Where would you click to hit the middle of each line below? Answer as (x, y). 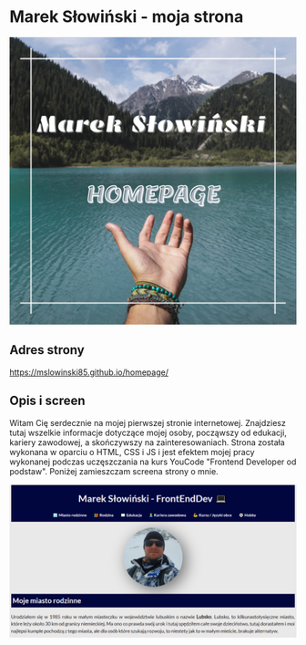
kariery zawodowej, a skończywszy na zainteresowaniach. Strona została (147, 442)
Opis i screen (47, 401)
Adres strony (47, 350)
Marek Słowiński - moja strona (127, 17)
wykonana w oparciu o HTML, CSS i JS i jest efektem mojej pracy (132, 452)
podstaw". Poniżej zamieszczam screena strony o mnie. (114, 471)
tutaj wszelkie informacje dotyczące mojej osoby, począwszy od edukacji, (148, 432)
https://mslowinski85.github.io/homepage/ (89, 372)
